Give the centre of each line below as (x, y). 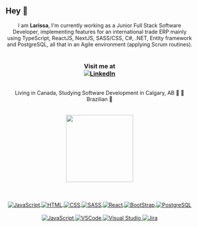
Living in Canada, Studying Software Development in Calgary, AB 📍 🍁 (100, 93)
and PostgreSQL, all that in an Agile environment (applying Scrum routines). (100, 44)
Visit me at (100, 66)
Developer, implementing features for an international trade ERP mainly (100, 32)
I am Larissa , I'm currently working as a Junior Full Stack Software (100, 25)
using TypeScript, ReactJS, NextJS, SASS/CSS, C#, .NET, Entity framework (100, 38)
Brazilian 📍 (100, 99)
